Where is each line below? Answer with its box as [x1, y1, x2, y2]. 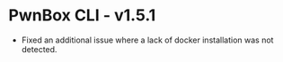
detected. [21, 43, 57, 54]
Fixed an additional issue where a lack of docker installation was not [21, 35, 274, 45]
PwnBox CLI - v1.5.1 [8, 5, 156, 26]
